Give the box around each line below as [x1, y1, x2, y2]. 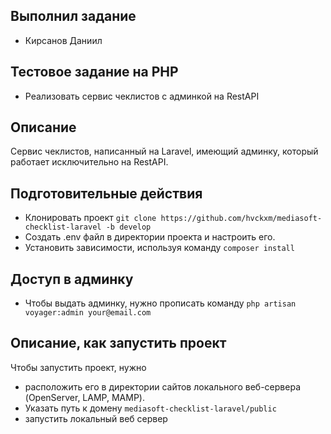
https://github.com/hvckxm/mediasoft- [160, 214, 323, 224]
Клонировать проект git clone [24, 212, 157, 224]
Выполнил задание [10, 8, 137, 25]
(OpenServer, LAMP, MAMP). [24, 391, 145, 403]
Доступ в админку [10, 270, 134, 288]
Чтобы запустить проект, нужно [10, 361, 147, 373]
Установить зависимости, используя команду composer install [24, 242, 295, 254]
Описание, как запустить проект [10, 335, 227, 352]
